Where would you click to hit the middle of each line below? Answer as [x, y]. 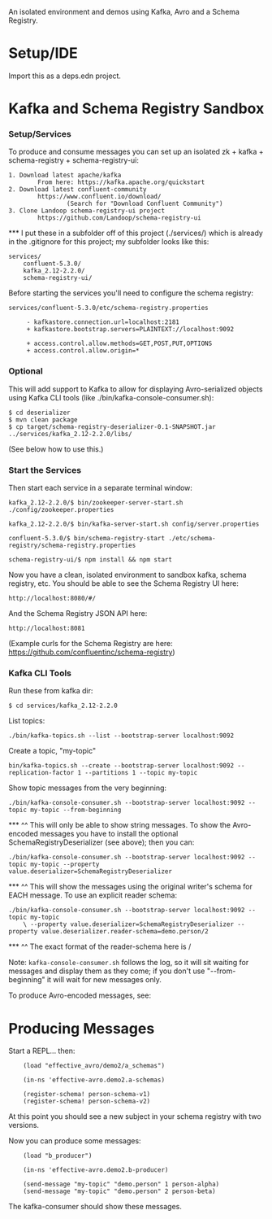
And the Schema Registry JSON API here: [78, 614]
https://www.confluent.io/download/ [99, 197]
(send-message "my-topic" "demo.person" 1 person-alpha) [121, 1184]
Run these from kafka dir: [51, 691]
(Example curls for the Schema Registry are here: [91, 644]
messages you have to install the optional [109, 834]
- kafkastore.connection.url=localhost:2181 [103, 322]
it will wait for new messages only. [104, 980]
